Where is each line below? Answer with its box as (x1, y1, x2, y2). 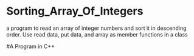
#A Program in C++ (6, 43, 55, 50)
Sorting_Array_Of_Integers (6, 4, 144, 18)
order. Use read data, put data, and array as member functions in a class (6, 30, 189, 38)
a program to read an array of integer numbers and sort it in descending (6, 24, 187, 32)
